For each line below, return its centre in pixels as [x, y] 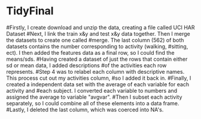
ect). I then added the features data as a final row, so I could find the [90, 52]
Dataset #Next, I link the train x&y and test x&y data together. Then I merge [98, 33]
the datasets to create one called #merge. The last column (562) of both [95, 40]
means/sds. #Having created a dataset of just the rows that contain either [97, 59]
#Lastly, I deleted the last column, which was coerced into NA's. [85, 109]
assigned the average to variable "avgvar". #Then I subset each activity [94, 97]
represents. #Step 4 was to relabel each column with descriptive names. [95, 71]
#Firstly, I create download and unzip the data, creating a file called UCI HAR [100, 27]
